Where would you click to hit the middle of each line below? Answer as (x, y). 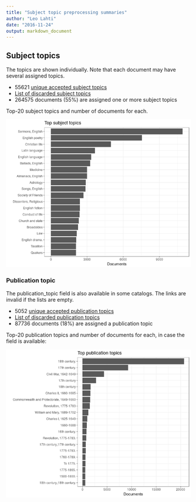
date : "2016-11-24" (30, 25)
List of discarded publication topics (57, 317)
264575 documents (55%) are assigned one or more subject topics (96, 100)
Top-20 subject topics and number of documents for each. (77, 111)
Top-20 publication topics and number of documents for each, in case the (95, 335)
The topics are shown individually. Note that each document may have (91, 70)
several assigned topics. (36, 76)
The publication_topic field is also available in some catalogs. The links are (96, 293)
